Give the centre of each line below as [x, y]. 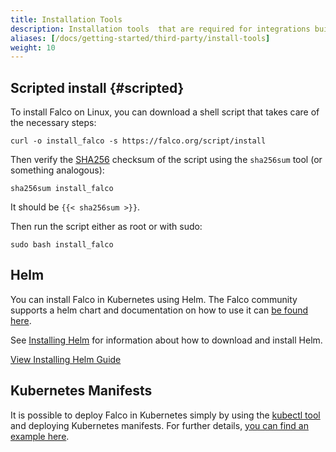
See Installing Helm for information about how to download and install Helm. [166, 340]
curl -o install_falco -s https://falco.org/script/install [138, 141]
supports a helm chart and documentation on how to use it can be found [159, 310]
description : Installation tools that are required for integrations [160, 29]
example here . [40, 436]
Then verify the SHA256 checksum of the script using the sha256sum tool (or [166, 160]
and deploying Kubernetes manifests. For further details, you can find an [160, 425]
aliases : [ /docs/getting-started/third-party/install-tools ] [140, 38]
